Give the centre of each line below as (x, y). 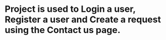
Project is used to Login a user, (70, 9)
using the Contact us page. (63, 30)
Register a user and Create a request (83, 20)
